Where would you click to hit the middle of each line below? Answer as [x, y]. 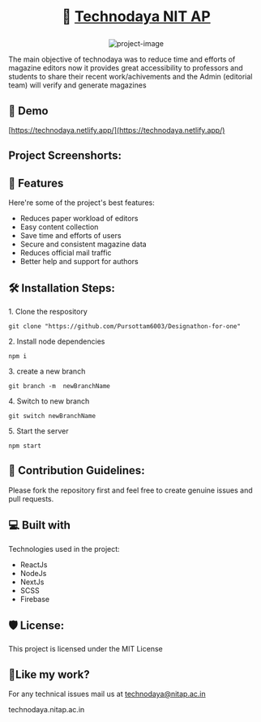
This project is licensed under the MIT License [86, 649]
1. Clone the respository [48, 312]
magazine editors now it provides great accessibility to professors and [126, 68]
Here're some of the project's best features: [82, 203]
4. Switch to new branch [49, 401]
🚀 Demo [28, 111]
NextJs [32, 582]
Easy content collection [59, 227]
